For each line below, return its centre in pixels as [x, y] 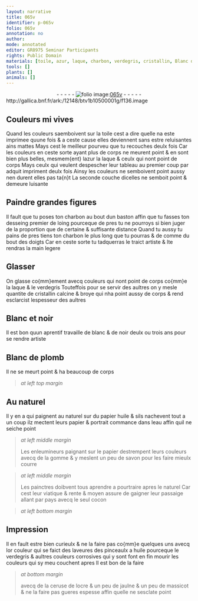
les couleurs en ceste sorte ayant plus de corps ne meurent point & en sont [97, 152]
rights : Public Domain [34, 56]
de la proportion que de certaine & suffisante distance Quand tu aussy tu [94, 229]
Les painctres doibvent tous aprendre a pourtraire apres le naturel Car [105, 487]
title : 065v [21, 17]
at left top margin [42, 383]
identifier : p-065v [30, 22]
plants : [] [19, 72]
